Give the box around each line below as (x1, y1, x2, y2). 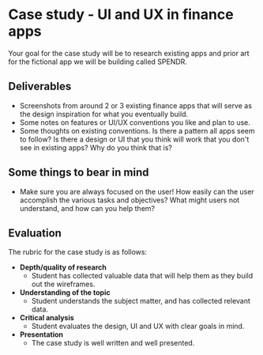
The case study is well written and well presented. (31, 338, 195, 348)
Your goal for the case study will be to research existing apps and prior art (8, 48, 250, 58)
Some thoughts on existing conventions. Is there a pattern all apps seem (19, 126, 255, 135)
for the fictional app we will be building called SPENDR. (8, 57, 188, 66)
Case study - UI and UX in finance (8, 6, 235, 24)
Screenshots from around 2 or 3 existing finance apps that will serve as (19, 100, 253, 110)
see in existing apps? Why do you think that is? (19, 142, 172, 152)
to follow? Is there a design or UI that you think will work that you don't (19, 134, 250, 144)
